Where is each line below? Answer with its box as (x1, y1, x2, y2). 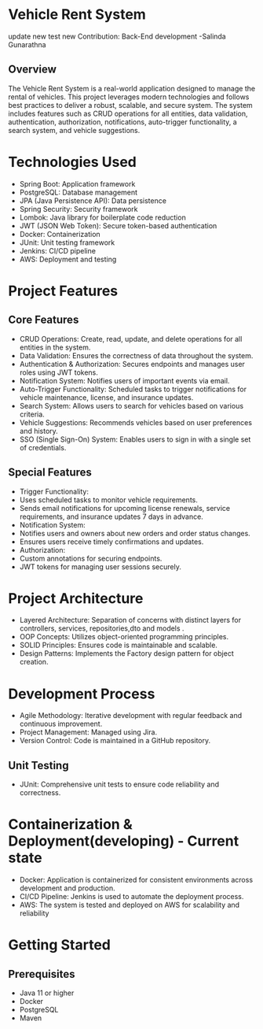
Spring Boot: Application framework (19, 179, 136, 188)
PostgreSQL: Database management (19, 187, 138, 197)
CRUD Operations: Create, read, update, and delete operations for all (19, 334, 243, 343)
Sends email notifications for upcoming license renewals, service (19, 503, 230, 513)
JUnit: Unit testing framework (19, 238, 115, 247)
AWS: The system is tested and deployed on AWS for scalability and (19, 900, 240, 910)
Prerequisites (8, 967, 75, 981)
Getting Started (8, 936, 111, 954)
